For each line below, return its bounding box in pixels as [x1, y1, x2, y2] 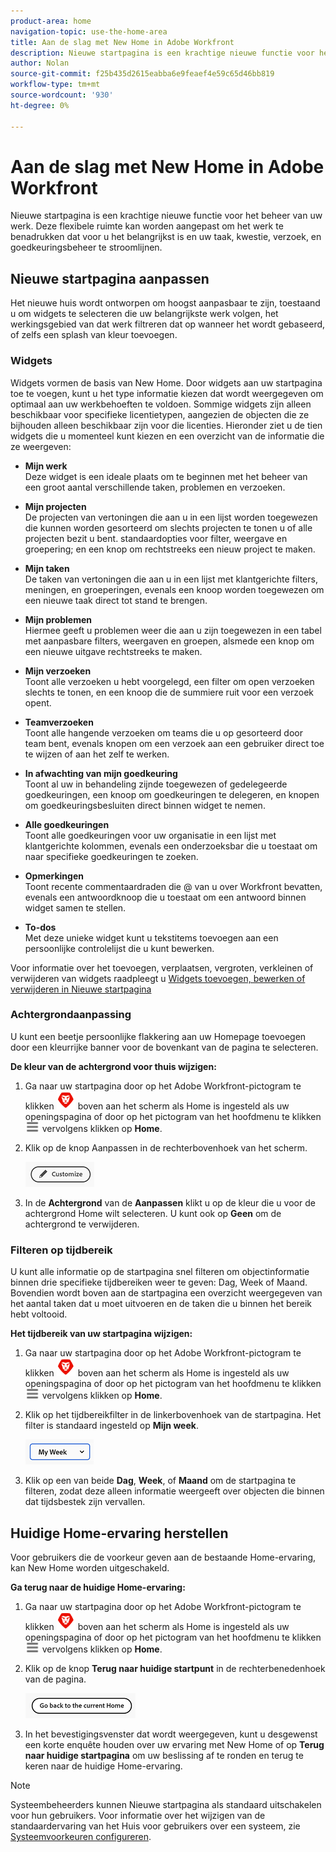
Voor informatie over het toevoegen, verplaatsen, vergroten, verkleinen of [10, 961, 314, 974]
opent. [24, 696, 52, 709]
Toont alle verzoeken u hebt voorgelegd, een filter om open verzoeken [24, 675, 315, 687]
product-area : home [10, 16, 92, 26]
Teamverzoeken [24, 716, 94, 728]
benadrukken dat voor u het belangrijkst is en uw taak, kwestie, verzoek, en [10, 231, 322, 243]
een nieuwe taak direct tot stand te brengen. [24, 594, 208, 606]
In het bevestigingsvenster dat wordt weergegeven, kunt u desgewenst [24, 1728, 318, 1740]
